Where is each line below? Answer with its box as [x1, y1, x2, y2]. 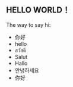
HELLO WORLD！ [6, 5, 71, 15]
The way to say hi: [6, 21, 51, 28]
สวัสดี [14, 46, 26, 54]
